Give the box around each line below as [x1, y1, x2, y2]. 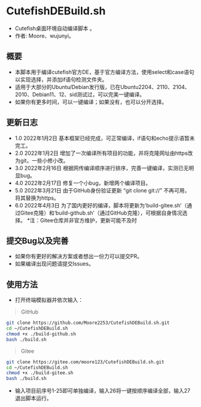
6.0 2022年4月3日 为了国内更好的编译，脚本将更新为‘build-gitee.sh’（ [14, 201, 187, 209]
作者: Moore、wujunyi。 [14, 32, 75, 39]
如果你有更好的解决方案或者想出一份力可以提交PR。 [14, 253, 142, 260]
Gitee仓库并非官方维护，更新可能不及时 [39, 216, 138, 224]
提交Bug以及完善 [6, 235, 69, 246]
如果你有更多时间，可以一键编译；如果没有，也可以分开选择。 [14, 98, 167, 105]
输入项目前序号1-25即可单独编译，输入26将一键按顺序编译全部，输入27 [14, 387, 190, 394]
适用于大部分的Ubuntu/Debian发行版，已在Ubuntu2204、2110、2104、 [14, 83, 190, 90]
